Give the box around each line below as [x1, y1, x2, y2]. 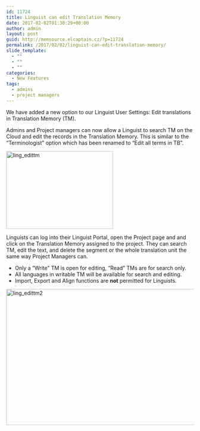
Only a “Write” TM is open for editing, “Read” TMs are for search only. [14, 264, 186, 271]
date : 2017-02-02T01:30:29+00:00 [6, 20, 89, 26]
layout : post [6, 31, 39, 37]
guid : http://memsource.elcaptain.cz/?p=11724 [6, 36, 124, 42]
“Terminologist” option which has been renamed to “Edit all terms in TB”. [6, 139, 184, 146]
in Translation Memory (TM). [6, 115, 76, 122]
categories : [6, 70, 36, 76]
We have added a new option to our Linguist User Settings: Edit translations [6, 108, 192, 115]
